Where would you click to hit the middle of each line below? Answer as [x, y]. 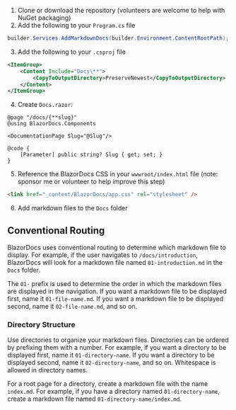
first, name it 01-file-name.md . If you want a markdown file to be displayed [116, 298]
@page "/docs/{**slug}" [42, 118]
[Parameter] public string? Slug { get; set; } [91, 155]
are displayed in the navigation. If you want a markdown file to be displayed [117, 291]
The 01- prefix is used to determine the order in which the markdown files [114, 283]
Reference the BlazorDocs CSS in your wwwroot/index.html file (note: [118, 174]
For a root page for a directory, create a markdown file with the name [108, 384]
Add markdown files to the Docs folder [73, 208]
